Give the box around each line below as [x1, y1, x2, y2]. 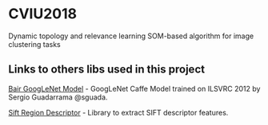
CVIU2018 [8, 5, 78, 23]
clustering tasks [8, 39, 62, 49]
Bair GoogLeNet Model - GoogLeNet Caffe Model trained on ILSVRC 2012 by [8, 84, 261, 93]
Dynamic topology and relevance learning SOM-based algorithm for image [8, 31, 254, 41]
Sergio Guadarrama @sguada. [8, 92, 108, 102]
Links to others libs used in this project [8, 63, 206, 76]
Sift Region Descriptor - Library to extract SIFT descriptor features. [8, 107, 229, 117]
